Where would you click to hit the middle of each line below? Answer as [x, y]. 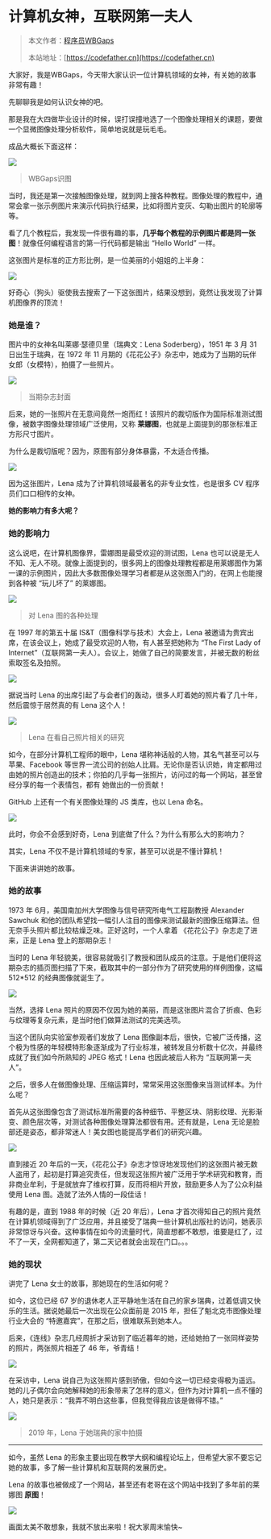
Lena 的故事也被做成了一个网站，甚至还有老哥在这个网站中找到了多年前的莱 [134, 1485]
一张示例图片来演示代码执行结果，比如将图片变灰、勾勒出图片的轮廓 [142, 206]
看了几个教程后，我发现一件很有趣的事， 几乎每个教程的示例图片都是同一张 [132, 233]
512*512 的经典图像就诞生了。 [58, 977]
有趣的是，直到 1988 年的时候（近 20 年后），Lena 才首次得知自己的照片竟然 [134, 1211]
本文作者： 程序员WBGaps [71, 40]
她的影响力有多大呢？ [44, 511]
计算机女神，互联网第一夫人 [100, 17]
